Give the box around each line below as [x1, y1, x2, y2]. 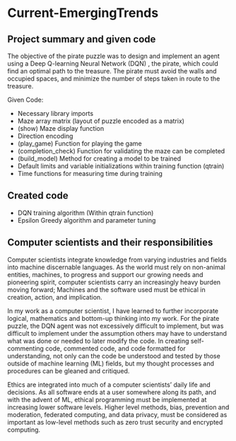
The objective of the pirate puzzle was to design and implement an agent [7, 52, 220, 60]
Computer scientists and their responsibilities [7, 237, 213, 249]
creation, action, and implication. [7, 293, 102, 301]
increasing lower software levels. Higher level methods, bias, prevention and [7, 403, 230, 411]
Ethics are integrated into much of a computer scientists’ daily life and [7, 380, 211, 389]
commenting [7, 344, 45, 353]
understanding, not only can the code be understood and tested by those [7, 351, 220, 360]
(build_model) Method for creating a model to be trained [17, 154, 182, 163]
